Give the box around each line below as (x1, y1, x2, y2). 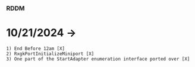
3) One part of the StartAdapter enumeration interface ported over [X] (6, 56, 190, 62)
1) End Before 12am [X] (6, 46, 65, 52)
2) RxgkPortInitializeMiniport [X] (6, 50, 95, 57)
